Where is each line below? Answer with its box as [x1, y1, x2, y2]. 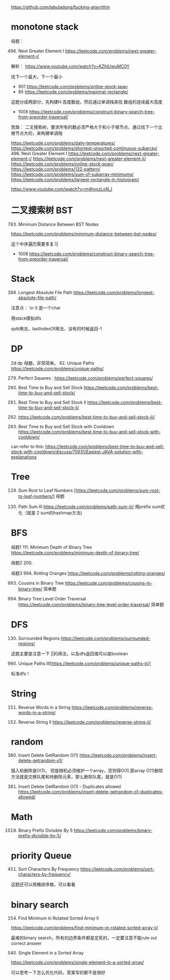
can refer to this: [11, 443, 44, 449]
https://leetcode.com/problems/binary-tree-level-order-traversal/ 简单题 [18, 601, 164, 607]
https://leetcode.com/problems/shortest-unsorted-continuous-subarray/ [11, 145, 158, 151]
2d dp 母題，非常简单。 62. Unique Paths [11, 360, 95, 366]
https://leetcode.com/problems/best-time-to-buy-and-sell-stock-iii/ [18, 414, 155, 420]
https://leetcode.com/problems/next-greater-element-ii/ [32, 156, 146, 162]
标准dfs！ [11, 670, 30, 677]
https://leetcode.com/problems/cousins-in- [65, 580, 153, 586]
